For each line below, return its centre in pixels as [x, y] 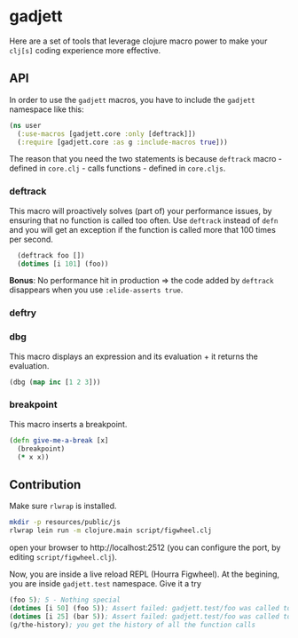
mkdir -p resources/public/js [65, 522]
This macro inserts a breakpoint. [68, 424]
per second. [31, 239]
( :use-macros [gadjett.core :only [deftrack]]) [107, 134]
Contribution [45, 485]
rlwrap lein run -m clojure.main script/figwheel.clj [111, 530]
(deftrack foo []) [51, 255]
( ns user [25, 125]
